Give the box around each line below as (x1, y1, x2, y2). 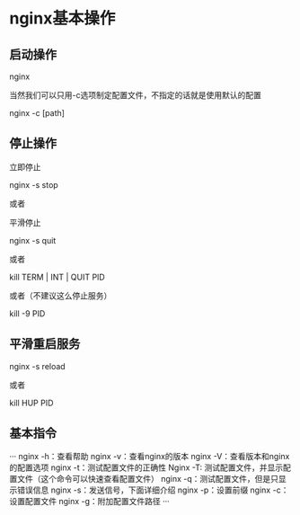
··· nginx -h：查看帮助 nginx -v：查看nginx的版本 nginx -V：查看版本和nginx (9, 451, 290, 462)
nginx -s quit (9, 235, 57, 245)
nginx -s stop (9, 179, 58, 190)
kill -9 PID (9, 307, 46, 319)
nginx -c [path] (9, 108, 66, 118)
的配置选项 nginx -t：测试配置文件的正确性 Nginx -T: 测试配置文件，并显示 (9, 462, 284, 473)
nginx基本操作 (9, 8, 116, 29)
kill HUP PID (9, 397, 54, 408)
